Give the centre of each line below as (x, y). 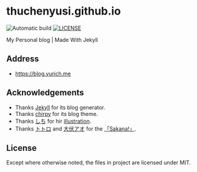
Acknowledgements (45, 93)
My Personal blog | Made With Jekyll (52, 40)
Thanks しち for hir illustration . (53, 121)
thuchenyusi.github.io (64, 11)
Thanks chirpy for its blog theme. (56, 114)
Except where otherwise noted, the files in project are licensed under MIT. (98, 163)
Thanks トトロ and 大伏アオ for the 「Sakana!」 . (75, 128)
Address (23, 59)
